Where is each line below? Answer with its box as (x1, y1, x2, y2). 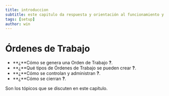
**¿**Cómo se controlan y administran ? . (12, 70, 101, 76)
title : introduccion (5, 7, 49, 13)
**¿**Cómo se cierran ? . (12, 76, 67, 82)
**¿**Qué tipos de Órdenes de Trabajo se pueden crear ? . (12, 65, 137, 71)
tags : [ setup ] (5, 17, 35, 22)
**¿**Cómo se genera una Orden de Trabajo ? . (12, 60, 113, 66)
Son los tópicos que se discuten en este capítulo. (5, 85, 108, 91)
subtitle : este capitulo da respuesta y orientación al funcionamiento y (5, 12, 164, 17)
